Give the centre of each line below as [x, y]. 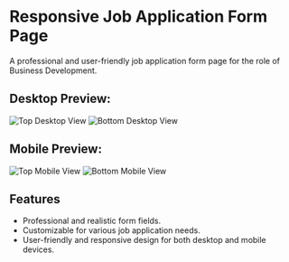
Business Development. [53, 70]
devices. [38, 249]
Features [35, 199]
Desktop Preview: [60, 99]
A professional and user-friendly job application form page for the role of [145, 61]
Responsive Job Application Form [139, 17]
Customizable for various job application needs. [111, 230]
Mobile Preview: [56, 150]
